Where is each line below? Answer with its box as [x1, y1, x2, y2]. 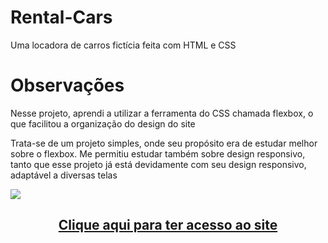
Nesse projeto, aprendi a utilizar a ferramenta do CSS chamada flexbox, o [10, 107, 314, 119]
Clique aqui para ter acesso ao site [58, 217, 278, 234]
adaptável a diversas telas [10, 169, 118, 181]
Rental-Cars [10, 6, 113, 29]
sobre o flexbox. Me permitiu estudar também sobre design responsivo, [10, 147, 306, 160]
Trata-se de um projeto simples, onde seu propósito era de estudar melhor [10, 137, 318, 149]
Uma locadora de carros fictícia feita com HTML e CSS [10, 39, 237, 51]
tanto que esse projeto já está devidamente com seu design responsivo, [10, 158, 307, 170]
